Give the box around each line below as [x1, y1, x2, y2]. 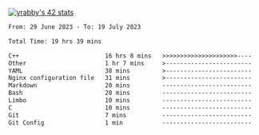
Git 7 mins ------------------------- [8, 111, 252, 119]
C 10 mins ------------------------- [8, 104, 252, 112]
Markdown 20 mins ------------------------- [8, 81, 252, 89]
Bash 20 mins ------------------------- [8, 89, 252, 97]
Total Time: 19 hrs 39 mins [8, 37, 102, 46]
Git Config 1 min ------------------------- [8, 118, 252, 127]
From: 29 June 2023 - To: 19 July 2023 [8, 23, 141, 31]
